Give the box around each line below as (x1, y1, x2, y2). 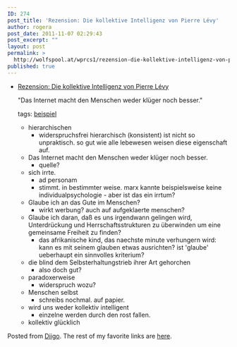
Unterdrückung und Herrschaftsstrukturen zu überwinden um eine (28, 220, 221, 229)
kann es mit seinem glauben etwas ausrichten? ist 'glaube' (38, 243, 209, 251)
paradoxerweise (28, 273, 75, 281)
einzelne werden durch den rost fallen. (38, 310, 151, 319)
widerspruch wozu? (38, 280, 97, 289)
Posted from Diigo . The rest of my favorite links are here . (7, 331, 173, 340)
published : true (7, 63, 55, 70)
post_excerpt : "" (7, 37, 59, 44)
